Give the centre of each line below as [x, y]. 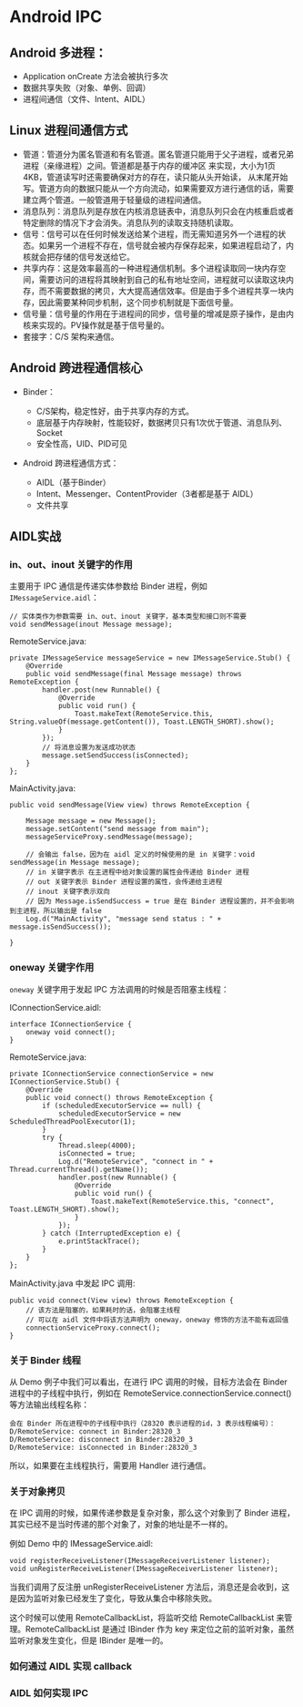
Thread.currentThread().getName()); [79, 1169]
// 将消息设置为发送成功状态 [89, 748]
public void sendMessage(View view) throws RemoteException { [130, 805]
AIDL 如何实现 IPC [49, 1693]
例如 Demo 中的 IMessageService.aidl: [81, 1544]
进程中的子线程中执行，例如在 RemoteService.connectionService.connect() [151, 1393]
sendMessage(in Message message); [75, 863]
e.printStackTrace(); [99, 1241]
